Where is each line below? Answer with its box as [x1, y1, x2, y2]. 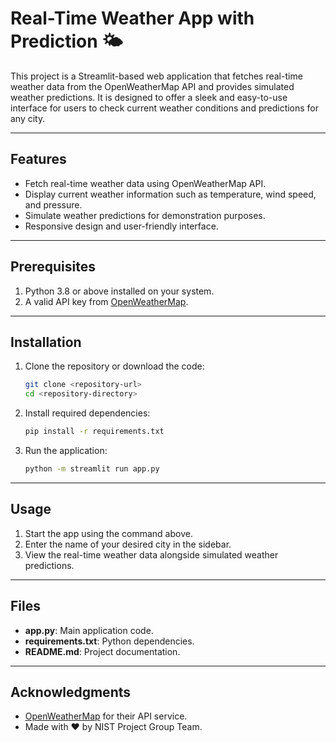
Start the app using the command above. [24, 527, 193, 539]
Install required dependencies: [24, 407, 151, 419]
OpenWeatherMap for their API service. [24, 710, 188, 722]
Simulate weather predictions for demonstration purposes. [24, 209, 266, 221]
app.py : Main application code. [24, 624, 154, 636]
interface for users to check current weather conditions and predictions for [10, 102, 320, 114]
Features [10, 151, 67, 168]
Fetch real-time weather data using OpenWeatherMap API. [24, 177, 267, 189]
